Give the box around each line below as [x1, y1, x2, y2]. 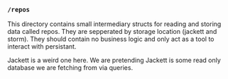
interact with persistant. [7, 42, 77, 51]
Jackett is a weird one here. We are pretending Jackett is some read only [7, 56, 222, 65]
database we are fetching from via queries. [7, 63, 134, 72]
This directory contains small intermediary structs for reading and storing [7, 20, 222, 28]
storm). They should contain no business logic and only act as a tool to [7, 35, 215, 44]
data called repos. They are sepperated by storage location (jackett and [7, 28, 217, 36]
